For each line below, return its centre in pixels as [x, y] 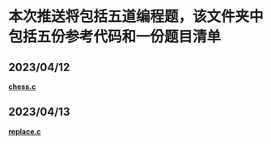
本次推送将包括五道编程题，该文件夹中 [136, 17]
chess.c [22, 87]
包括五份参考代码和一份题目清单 [115, 37]
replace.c [25, 131]
